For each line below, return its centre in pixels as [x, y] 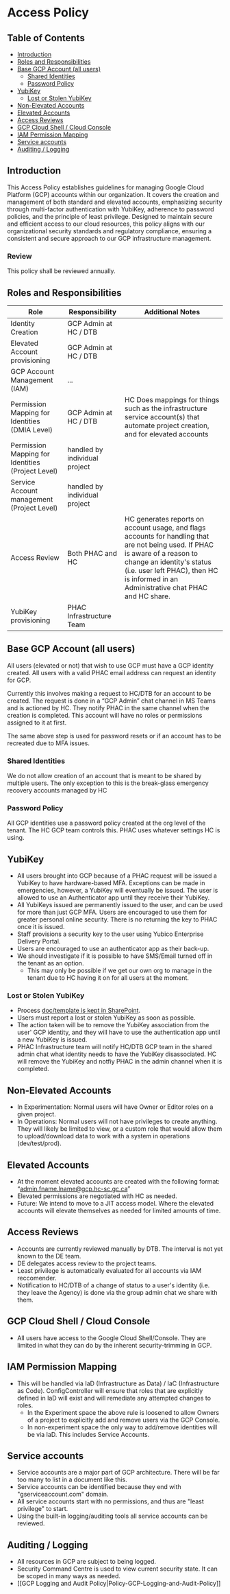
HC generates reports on [164, 519]
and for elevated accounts [166, 434]
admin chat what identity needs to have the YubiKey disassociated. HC [117, 1054]
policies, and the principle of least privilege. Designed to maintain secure [110, 216]
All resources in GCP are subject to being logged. [86, 1562]
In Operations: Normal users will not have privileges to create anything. [117, 1122]
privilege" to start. [42, 1509]
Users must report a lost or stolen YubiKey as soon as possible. [106, 1018]
